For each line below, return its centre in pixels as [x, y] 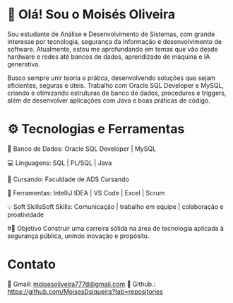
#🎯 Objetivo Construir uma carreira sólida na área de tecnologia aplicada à [116, 228]
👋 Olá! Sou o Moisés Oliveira [91, 15]
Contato [32, 264]
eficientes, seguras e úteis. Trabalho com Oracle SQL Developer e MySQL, [116, 85]
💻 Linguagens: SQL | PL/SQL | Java [60, 163]
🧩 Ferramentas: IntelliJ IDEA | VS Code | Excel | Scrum [86, 193]
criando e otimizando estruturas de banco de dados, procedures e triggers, [117, 93]
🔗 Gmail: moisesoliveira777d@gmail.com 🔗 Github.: [82, 284]
